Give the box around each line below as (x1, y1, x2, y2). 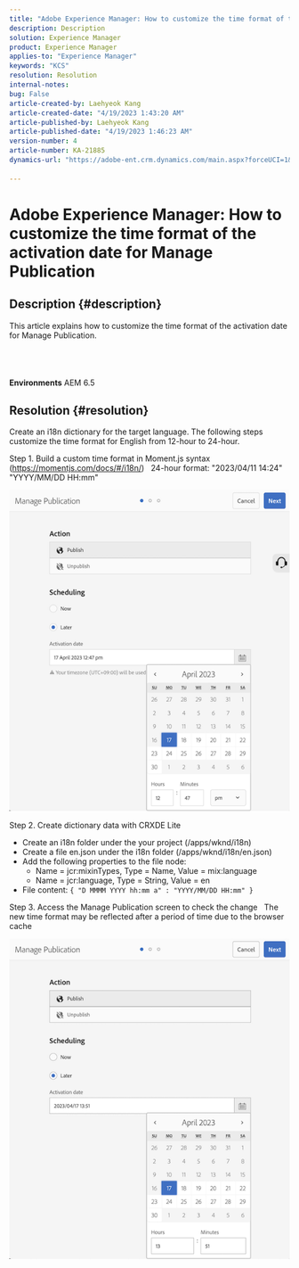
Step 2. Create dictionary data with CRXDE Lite (9, 819, 182, 830)
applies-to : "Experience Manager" (9, 52, 138, 62)
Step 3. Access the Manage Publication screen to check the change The (9, 902, 279, 912)
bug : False (9, 89, 50, 98)
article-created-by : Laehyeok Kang (9, 99, 141, 108)
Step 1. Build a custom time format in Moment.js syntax (9, 453, 211, 464)
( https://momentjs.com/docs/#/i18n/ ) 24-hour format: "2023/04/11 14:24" (9, 463, 283, 473)
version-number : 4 (9, 136, 77, 146)
